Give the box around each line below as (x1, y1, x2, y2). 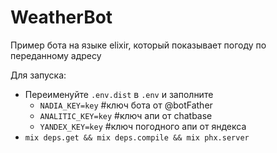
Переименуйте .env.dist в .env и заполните (24, 88, 214, 100)
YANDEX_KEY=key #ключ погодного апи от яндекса (39, 120, 247, 132)
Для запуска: (10, 69, 67, 81)
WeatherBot (10, 6, 113, 29)
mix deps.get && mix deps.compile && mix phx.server (24, 132, 250, 143)
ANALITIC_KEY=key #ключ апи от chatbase (39, 109, 213, 121)
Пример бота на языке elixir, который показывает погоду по (10, 39, 267, 51)
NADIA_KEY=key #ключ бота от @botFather (39, 99, 213, 111)
